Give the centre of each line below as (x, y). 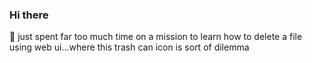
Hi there (29, 15)
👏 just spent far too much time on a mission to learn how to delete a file (156, 37)
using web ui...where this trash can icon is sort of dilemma (129, 47)
